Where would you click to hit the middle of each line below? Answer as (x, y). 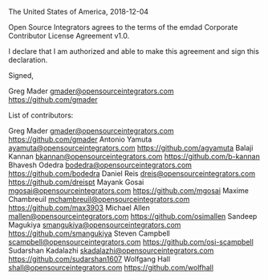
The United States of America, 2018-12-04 (79, 12)
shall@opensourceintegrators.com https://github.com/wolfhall (111, 268)
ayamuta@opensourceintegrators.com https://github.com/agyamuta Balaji (131, 148)
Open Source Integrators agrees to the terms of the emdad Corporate (123, 27)
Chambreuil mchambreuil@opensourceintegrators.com (99, 199)
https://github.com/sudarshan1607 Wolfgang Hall (89, 259)
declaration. (28, 60)
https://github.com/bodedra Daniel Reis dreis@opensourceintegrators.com (132, 173)
